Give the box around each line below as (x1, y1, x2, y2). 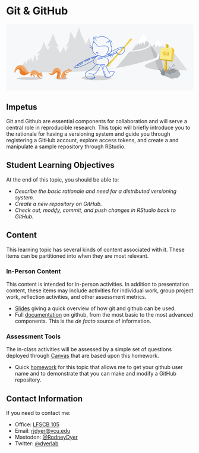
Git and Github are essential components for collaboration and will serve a (6, 118, 187, 125)
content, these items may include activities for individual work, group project (6, 287, 194, 294)
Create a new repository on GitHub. (14, 200, 102, 207)
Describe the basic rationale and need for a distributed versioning (14, 188, 177, 195)
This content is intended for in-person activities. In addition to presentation (6, 281, 189, 288)
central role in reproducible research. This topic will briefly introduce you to (6, 124, 191, 132)
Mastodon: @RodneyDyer (14, 433, 78, 441)
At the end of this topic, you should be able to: (6, 176, 119, 183)
